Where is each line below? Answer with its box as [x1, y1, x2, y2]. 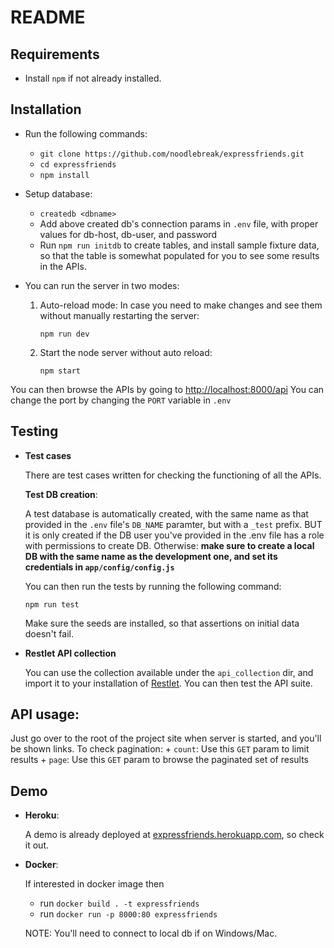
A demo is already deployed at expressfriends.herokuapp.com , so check [24, 829, 325, 841]
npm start [39, 366, 82, 376]
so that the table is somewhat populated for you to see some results [39, 249, 320, 261]
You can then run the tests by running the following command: [24, 580, 282, 592]
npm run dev [39, 329, 90, 339]
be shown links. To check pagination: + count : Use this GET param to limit [10, 743, 310, 755]
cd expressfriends [39, 159, 117, 170]
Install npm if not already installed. [24, 72, 162, 84]
